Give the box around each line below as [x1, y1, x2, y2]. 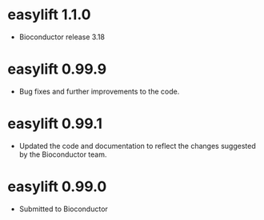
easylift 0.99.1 [7, 114, 103, 133]
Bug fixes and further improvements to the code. [18, 86, 180, 96]
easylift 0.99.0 [7, 178, 107, 195]
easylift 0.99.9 [7, 60, 107, 78]
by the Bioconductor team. [18, 150, 107, 159]
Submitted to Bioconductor [18, 204, 109, 214]
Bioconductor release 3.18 [18, 32, 106, 42]
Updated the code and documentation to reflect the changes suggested [18, 141, 257, 150]
